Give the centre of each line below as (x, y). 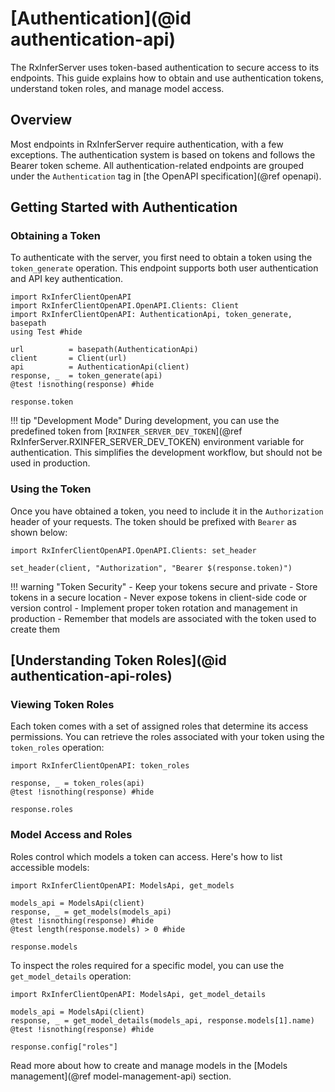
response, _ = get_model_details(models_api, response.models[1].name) (162, 1020)
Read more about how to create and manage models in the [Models (149, 1065)
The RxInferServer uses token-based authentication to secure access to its (165, 67)
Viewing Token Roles (62, 705)
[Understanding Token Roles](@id (118, 660)
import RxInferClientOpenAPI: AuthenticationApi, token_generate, (151, 315)
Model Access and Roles (71, 835)
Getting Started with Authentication (124, 207)
